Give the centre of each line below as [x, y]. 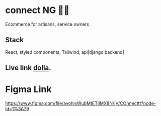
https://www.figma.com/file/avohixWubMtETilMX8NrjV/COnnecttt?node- [80, 103]
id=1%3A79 [17, 109]
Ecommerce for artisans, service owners [47, 24]
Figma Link [28, 89]
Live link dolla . [28, 68]
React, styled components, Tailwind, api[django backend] [65, 52]
